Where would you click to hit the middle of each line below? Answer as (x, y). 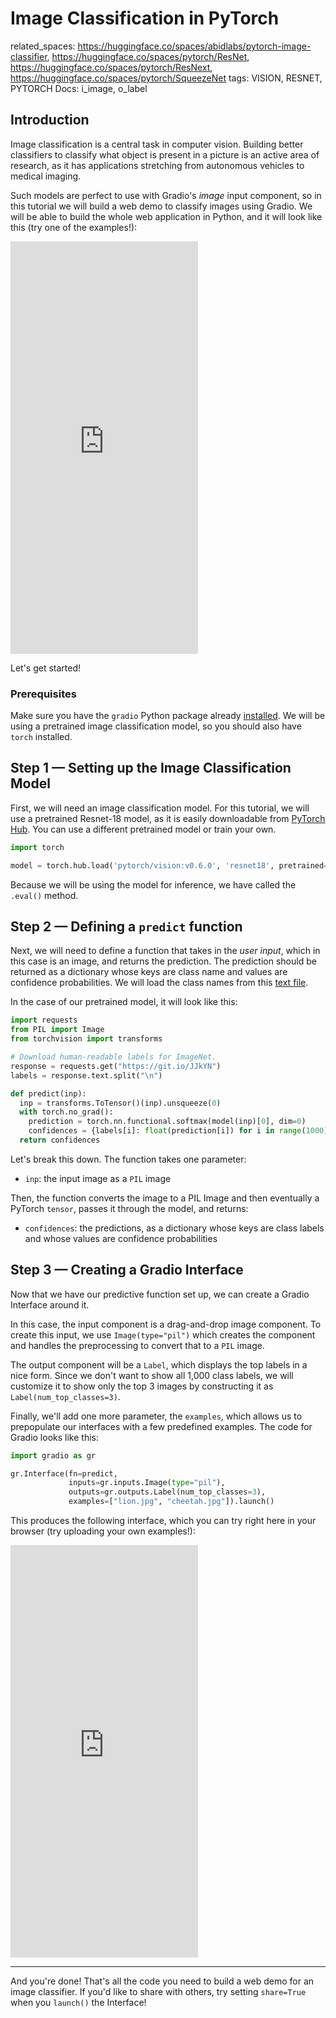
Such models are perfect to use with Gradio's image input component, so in (166, 195)
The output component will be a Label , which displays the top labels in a (159, 1364)
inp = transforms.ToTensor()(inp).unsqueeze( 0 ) (120, 1103)
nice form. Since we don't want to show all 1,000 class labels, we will (152, 1375)
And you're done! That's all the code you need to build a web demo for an (162, 1981)
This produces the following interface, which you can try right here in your (163, 1521)
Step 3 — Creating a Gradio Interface (127, 1270)
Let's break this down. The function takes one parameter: (128, 1159)
